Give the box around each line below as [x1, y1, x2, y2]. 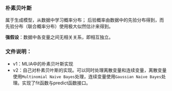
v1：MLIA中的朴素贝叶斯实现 [12, 60, 73, 67]
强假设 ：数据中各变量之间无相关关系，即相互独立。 [5, 34, 113, 40]
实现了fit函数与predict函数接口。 [22, 80, 91, 86]
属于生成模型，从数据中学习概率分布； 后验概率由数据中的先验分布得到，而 [5, 17, 164, 23]
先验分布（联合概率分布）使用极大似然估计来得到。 [5, 23, 113, 29]
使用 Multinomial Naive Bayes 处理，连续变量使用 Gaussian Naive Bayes [12, 73, 162, 79]
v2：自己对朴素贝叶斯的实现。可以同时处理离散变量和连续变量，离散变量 [12, 67, 167, 73]
